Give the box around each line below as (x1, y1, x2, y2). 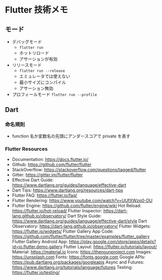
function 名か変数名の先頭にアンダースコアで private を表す (12, 133, 131, 139)
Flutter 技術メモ (5, 4, 69, 15)
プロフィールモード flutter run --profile (12, 91, 97, 97)
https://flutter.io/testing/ (12, 269, 60, 275)
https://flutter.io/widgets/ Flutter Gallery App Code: (12, 228, 114, 234)
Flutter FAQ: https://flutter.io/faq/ (12, 192, 77, 198)
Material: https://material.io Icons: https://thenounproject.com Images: (12, 249, 152, 254)
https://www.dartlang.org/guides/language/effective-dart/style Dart (12, 218, 147, 224)
